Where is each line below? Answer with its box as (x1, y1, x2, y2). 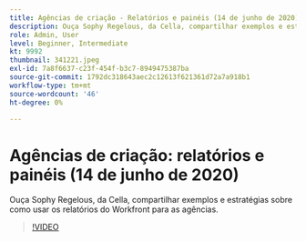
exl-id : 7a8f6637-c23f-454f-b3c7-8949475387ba (9, 65, 189, 74)
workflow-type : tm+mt (9, 81, 92, 90)
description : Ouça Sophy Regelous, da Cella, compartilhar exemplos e (9, 22, 283, 31)
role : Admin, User (9, 30, 79, 39)
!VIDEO (31, 222, 59, 233)
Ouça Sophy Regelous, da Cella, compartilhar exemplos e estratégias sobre (9, 195, 293, 206)
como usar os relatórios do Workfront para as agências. (9, 204, 219, 215)
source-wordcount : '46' (9, 89, 100, 98)
